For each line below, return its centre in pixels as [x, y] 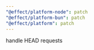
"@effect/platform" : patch [40, 23]
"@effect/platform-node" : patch [47, 12]
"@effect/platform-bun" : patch [45, 18]
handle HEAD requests [34, 41]
